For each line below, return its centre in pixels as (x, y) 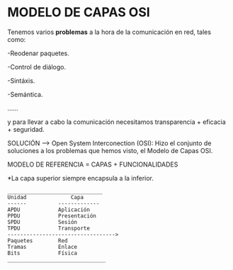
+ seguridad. (26, 129)
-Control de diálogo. (36, 67)
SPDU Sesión (42, 222)
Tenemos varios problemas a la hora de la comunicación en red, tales (109, 32)
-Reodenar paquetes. (38, 53)
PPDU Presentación (52, 216)
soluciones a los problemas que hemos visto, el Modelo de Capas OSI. (110, 150)
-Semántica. (25, 94)
